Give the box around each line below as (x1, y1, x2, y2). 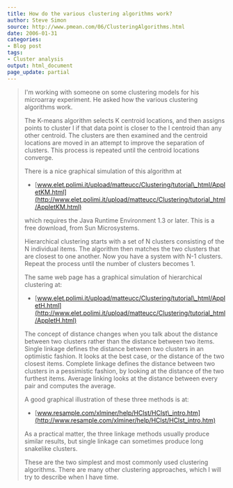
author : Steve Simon (7, 17, 67, 24)
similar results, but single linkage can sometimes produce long (24, 437, 204, 445)
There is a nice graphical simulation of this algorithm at (24, 167, 182, 175)
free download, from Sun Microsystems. (24, 223, 140, 232)
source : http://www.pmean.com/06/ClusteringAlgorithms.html (7, 23, 186, 30)
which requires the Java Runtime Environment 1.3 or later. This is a (24, 216, 215, 224)
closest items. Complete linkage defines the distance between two (24, 359, 216, 367)
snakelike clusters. (24, 444, 78, 452)
